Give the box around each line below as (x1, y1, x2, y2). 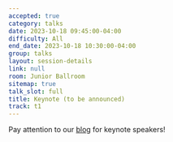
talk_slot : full (8, 87, 63, 96)
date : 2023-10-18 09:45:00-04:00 (8, 27, 122, 35)
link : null (8, 65, 45, 73)
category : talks (8, 19, 63, 28)
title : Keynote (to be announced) (8, 95, 126, 103)
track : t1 (8, 102, 42, 110)
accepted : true (8, 11, 60, 20)
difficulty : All (8, 34, 63, 43)
